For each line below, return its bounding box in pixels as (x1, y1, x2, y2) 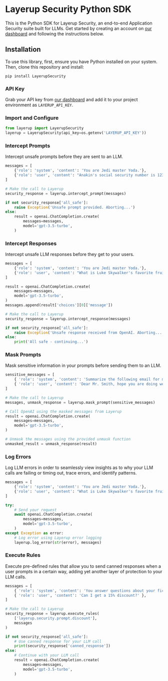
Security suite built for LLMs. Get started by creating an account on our (5, 25, 152, 31)
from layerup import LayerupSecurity (5, 126, 84, 131)
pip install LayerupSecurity (5, 74, 66, 79)
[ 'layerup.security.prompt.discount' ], (14, 616, 97, 621)
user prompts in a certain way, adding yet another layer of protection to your (5, 568, 162, 574)
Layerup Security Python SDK (5, 4, 131, 15)
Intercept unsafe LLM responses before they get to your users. (5, 252, 134, 258)
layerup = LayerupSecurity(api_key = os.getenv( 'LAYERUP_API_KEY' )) (5, 130, 146, 136)
